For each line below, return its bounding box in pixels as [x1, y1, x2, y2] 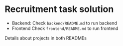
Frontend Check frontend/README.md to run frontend [11, 25, 119, 31]
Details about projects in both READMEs [4, 35, 87, 41]
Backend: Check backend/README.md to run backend [11, 20, 118, 26]
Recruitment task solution [4, 3, 114, 15]
